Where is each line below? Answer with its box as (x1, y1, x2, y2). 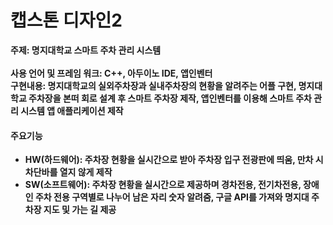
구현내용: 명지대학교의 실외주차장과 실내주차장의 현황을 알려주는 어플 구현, (10, 79, 297, 91)
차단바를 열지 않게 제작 (24, 166, 113, 178)
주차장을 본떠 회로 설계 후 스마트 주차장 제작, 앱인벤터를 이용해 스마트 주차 (28, 92, 312, 104)
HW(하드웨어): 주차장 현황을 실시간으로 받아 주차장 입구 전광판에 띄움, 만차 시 (24, 154, 324, 166)
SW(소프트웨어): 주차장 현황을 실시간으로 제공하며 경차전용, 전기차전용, (24, 179, 302, 191)
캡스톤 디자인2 (10, 9, 123, 32)
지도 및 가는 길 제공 (43, 204, 117, 216)
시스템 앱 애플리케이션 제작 (20, 104, 124, 116)
